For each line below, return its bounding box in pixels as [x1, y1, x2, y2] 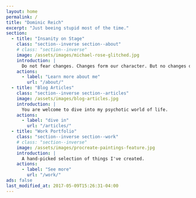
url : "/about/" [27, 80, 64, 86]
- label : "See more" [21, 166, 72, 173]
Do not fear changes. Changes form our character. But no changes [21, 63, 187, 69]
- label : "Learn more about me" [21, 74, 100, 80]
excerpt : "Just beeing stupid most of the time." [6, 25, 129, 31]
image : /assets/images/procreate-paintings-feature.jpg [16, 145, 156, 151]
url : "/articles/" [27, 123, 72, 129]
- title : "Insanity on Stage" [11, 36, 85, 42]
